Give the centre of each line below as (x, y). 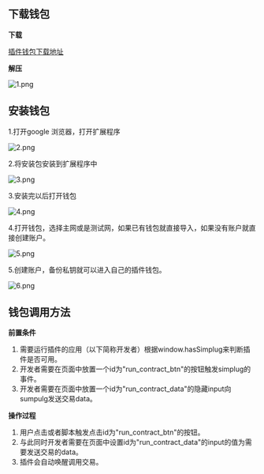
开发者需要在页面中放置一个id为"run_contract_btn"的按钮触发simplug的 (135, 369)
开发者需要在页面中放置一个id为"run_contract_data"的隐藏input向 (125, 389)
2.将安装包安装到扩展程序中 (53, 164)
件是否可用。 (40, 359)
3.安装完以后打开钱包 (43, 195)
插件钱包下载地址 (36, 51)
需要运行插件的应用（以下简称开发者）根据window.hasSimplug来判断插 (135, 349)
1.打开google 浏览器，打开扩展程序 (64, 131)
